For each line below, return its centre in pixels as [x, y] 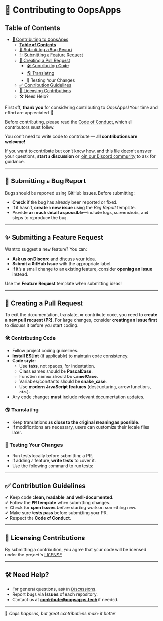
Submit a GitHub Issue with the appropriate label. [62, 263]
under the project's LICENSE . [34, 555]
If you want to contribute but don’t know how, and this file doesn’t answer [78, 151]
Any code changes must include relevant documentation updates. [78, 397]
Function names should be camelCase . [58, 376]
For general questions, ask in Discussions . [54, 589]
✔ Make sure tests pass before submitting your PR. [57, 513]
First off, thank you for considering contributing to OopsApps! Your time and [81, 107]
